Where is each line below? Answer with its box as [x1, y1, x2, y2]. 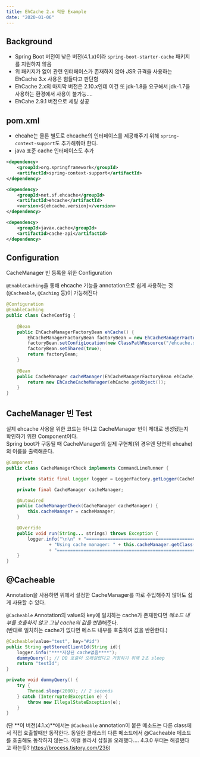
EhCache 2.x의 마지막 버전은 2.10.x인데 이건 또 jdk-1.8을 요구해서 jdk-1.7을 [14, 83, 190, 90]
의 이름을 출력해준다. [6, 448, 54, 455]
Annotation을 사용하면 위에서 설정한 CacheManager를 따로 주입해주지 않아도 [6, 591, 186, 598]
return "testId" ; [17, 661, 60, 667]
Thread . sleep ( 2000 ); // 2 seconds [27, 688, 113, 694]
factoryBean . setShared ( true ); [27, 346, 102, 352]
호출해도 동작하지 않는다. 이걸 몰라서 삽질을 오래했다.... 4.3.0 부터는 [12, 737, 169, 744]
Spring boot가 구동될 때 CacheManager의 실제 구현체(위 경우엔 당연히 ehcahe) [6, 440, 193, 447]
